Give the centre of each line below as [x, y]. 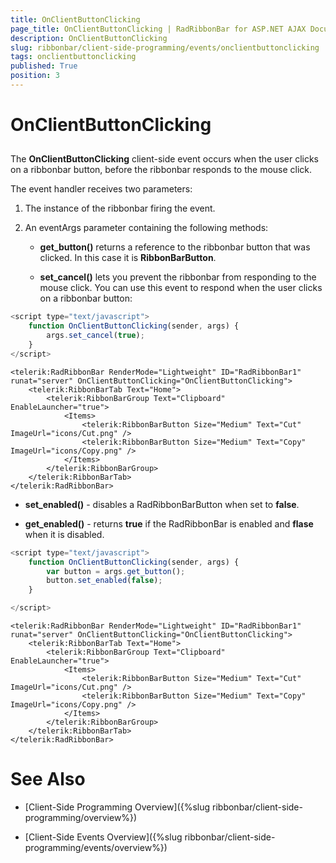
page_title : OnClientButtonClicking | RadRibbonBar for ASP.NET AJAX [158, 29]
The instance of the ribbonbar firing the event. [120, 208]
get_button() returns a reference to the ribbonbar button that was [175, 247]
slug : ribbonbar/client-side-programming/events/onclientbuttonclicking [165, 47]
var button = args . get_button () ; [116, 571]
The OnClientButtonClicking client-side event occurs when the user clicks [165, 159]
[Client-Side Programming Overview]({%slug [117, 807]
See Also [48, 779]
